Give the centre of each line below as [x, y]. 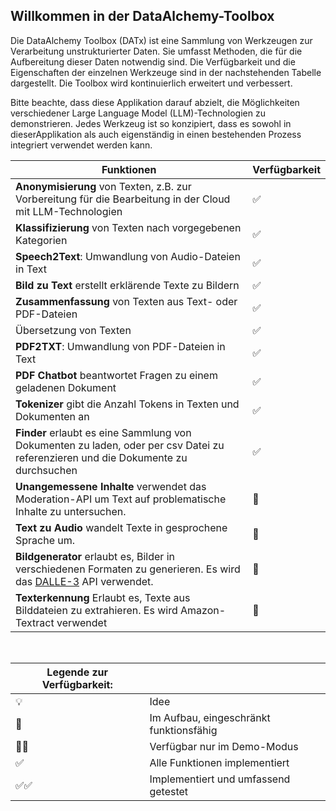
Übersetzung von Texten [73, 330]
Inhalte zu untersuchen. [71, 511]
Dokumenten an [52, 416]
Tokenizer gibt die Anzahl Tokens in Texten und [127, 404]
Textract [35, 622]
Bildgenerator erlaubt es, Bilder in [95, 556]
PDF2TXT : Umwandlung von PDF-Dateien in [120, 346]
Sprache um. [45, 540]
